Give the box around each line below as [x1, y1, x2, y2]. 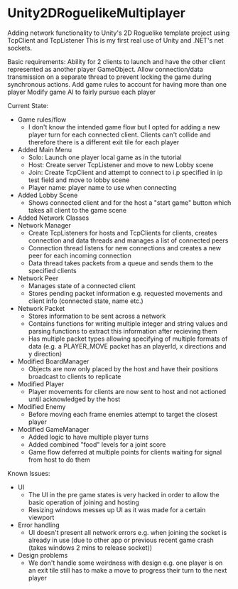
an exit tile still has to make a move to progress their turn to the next [28, 566, 227, 574]
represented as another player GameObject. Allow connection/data [7, 65, 204, 73]
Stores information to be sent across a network [28, 312, 166, 320]
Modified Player [17, 379, 65, 388]
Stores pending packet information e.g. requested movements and [28, 289, 223, 297]
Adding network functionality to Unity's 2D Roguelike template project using [7, 28, 229, 37]
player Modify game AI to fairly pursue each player [7, 87, 156, 96]
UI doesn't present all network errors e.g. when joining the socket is [28, 528, 227, 536]
